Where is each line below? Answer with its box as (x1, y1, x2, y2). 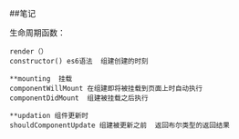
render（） (9, 47, 48, 56)
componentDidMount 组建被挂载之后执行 (9, 94, 149, 103)
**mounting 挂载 (9, 74, 73, 84)
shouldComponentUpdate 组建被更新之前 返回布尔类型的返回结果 (9, 121, 230, 130)
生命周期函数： (9, 27, 66, 38)
